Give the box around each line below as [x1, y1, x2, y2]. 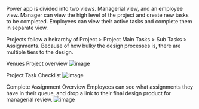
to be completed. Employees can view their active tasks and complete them [6, 18, 192, 25]
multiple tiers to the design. [6, 49, 74, 56]
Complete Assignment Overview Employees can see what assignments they [6, 83, 193, 90]
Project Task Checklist [6, 72, 62, 78]
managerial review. [6, 96, 53, 103]
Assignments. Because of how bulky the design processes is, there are [6, 42, 181, 49]
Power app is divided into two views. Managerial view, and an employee [6, 5, 183, 12]
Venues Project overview [6, 60, 68, 67]
